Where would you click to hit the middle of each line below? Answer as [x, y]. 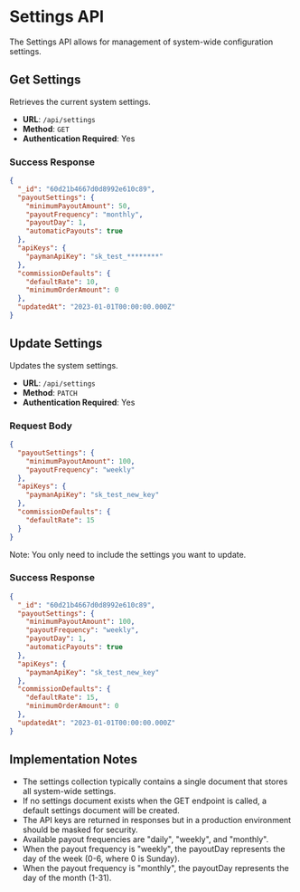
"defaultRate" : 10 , [62, 282]
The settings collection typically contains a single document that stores [155, 782]
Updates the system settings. [64, 365]
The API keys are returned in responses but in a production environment [157, 820]
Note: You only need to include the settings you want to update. [128, 554]
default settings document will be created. [101, 810]
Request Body [41, 426]
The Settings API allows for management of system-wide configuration [141, 42]
